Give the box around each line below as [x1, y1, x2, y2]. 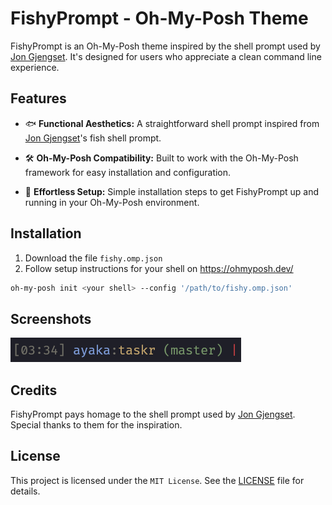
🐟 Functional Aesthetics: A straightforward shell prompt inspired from [24, 117, 320, 129]
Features [10, 90, 67, 107]
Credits [10, 382, 58, 399]
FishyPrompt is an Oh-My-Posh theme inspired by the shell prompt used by [10, 40, 321, 52]
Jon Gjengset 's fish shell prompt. [24, 132, 162, 144]
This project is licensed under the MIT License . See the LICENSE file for [10, 474, 305, 486]
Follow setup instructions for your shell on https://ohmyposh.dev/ [24, 262, 294, 274]
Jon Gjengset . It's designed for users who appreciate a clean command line [10, 50, 322, 62]
